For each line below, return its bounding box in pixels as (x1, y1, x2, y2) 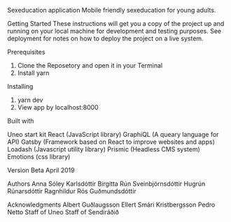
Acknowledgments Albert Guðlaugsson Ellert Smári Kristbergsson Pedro (7, 200, 216, 209)
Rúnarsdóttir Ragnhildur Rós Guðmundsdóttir (7, 187, 136, 195)
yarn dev (17, 96, 43, 104)
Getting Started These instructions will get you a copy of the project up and (7, 20, 225, 27)
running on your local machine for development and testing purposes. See (7, 27, 222, 35)
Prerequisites (7, 48, 45, 56)
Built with (7, 117, 34, 125)
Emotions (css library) (7, 153, 71, 161)
